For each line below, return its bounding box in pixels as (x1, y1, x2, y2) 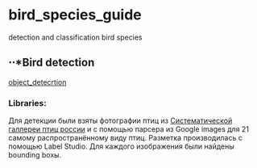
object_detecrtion (8, 77, 67, 86)
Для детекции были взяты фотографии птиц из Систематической (8, 115, 233, 126)
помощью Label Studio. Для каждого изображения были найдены (8, 141, 235, 151)
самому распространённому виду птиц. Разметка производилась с (8, 133, 243, 143)
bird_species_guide (8, 6, 143, 24)
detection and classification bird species (8, 32, 143, 42)
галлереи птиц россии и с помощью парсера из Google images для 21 (8, 124, 250, 134)
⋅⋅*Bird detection (8, 56, 95, 69)
